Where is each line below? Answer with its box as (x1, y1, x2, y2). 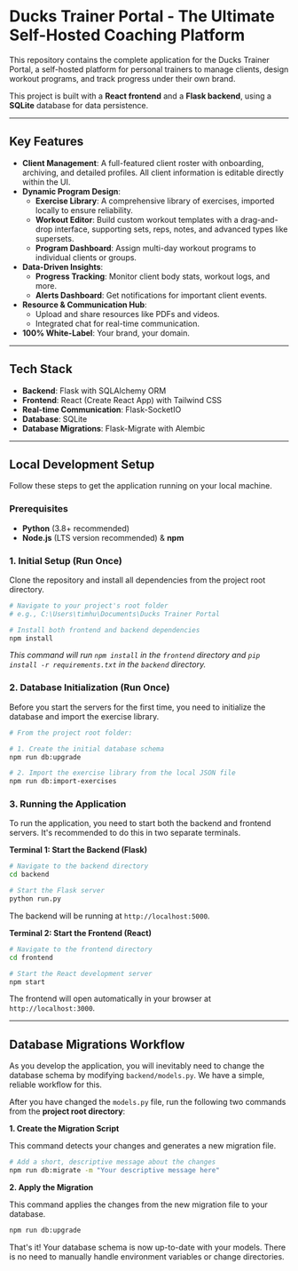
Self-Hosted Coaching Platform (9, 25, 246, 45)
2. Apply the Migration (9, 1182, 94, 1192)
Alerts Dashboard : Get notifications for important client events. (35, 290, 268, 300)
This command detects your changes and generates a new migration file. (9, 1140, 277, 1151)
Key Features (9, 134, 84, 149)
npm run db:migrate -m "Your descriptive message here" (9, 1166, 220, 1175)
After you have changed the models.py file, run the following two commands (9, 1097, 286, 1108)
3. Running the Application (9, 798, 127, 810)
